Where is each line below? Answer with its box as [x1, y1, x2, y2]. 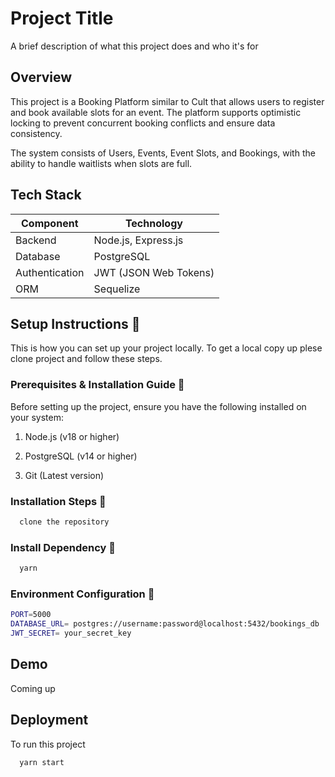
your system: [10, 411, 65, 423]
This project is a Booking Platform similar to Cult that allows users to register [10, 95, 325, 107]
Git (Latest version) [24, 469, 105, 481]
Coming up [10, 682, 56, 694]
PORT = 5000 [10, 610, 52, 620]
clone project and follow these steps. [10, 353, 163, 365]
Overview [10, 69, 73, 86]
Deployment [10, 712, 89, 729]
